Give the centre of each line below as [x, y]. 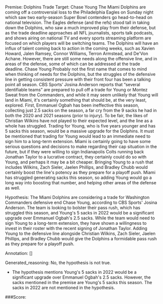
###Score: [16, 297]
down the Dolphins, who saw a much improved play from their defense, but [80, 28]
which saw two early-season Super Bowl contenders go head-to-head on [79, 17]
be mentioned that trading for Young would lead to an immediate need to [78, 136]
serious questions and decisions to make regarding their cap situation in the [81, 146]
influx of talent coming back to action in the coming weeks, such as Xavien [80, 48]
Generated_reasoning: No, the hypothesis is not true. [58, 263]
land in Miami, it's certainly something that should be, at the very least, [76, 100]
